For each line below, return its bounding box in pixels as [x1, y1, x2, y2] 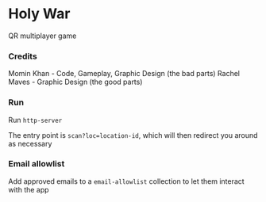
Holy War [8, 5, 71, 23]
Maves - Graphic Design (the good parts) [8, 77, 143, 87]
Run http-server [8, 115, 63, 124]
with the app [8, 185, 49, 194]
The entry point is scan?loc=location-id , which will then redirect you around [8, 130, 258, 139]
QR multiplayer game [8, 31, 77, 40]
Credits [8, 51, 37, 62]
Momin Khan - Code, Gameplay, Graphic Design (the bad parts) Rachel [8, 69, 241, 78]
